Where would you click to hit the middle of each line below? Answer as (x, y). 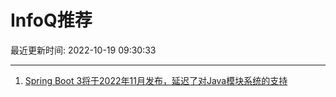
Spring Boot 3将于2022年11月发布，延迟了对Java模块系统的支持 (156, 80)
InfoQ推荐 (51, 20)
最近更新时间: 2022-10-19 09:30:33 (83, 50)
